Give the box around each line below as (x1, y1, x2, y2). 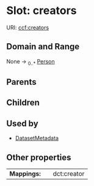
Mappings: (9, 169, 42, 177)
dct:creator (52, 169, 85, 177)
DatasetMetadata (15, 135, 59, 142)
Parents (6, 77, 37, 87)
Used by (6, 118, 38, 129)
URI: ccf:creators (6, 24, 49, 31)
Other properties (6, 152, 71, 162)
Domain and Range (6, 41, 80, 52)
